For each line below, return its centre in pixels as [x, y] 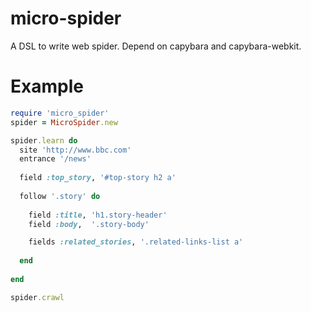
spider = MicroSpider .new [64, 122]
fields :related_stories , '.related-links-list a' [136, 242]
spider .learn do [44, 140]
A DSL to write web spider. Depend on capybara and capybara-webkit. [156, 46]
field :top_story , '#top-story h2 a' [98, 178]
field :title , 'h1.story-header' [98, 215]
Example [47, 86]
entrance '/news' [55, 159]
